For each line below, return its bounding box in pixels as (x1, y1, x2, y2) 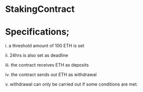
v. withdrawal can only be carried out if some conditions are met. (5, 81, 138, 88)
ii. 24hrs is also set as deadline (5, 52, 69, 58)
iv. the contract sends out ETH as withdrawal (5, 72, 97, 78)
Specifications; (5, 26, 70, 38)
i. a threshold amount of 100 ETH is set (5, 43, 84, 49)
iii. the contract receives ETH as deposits (5, 62, 89, 68)
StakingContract (5, 3, 75, 15)
